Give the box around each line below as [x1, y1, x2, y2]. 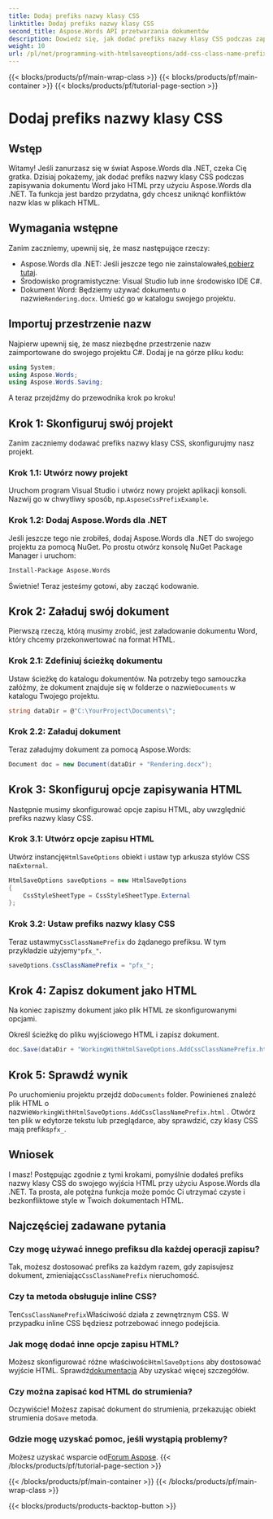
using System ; [8, 363, 57, 371]
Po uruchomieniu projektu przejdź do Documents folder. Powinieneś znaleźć [8, 1089, 257, 1100]
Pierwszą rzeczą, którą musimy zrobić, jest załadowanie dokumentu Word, [8, 626, 258, 636]
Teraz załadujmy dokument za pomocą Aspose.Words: [8, 744, 192, 754]
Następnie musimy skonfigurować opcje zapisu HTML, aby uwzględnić [8, 804, 246, 814]
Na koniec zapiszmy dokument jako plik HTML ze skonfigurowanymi [8, 1005, 237, 1015]
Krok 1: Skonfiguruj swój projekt [8, 416, 173, 430]
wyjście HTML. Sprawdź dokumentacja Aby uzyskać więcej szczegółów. [8, 1366, 249, 1376]
